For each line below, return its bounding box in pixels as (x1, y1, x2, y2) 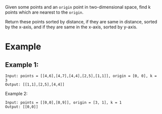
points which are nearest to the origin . (5, 9, 84, 15)
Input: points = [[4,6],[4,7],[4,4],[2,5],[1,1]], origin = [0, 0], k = (5, 73, 157, 78)
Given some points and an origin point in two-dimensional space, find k (5, 4, 151, 10)
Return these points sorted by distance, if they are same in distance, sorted (5, 19, 158, 24)
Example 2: (5, 91, 28, 96)
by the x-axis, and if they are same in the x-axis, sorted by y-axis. (5, 24, 137, 30)
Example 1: (5, 61, 39, 69)
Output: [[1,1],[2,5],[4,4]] (5, 82, 65, 87)
